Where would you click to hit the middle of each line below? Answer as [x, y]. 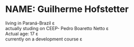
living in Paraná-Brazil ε [30, 23]
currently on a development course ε [44, 39]
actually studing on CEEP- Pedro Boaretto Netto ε [57, 28]
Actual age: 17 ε [22, 33]
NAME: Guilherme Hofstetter [67, 9]
